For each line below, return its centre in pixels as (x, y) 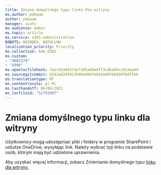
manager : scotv (21, 24)
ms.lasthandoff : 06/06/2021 (34, 88)
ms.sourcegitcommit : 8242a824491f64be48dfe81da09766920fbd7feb (72, 75)
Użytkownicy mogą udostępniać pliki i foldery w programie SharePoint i (78, 142)
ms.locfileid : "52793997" (32, 93)
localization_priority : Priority (40, 47)
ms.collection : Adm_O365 (31, 51)
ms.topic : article (24, 33)
